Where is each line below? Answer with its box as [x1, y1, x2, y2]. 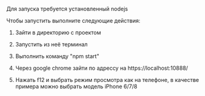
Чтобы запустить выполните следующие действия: [6, 17, 141, 24]
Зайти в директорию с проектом [15, 29, 101, 36]
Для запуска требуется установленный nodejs [6, 6, 128, 12]
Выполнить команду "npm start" [15, 53, 99, 60]
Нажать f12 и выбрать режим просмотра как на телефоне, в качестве [15, 76, 199, 83]
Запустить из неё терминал [15, 41, 88, 48]
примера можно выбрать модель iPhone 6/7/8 [15, 83, 137, 90]
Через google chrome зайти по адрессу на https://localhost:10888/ [15, 64, 188, 72]
